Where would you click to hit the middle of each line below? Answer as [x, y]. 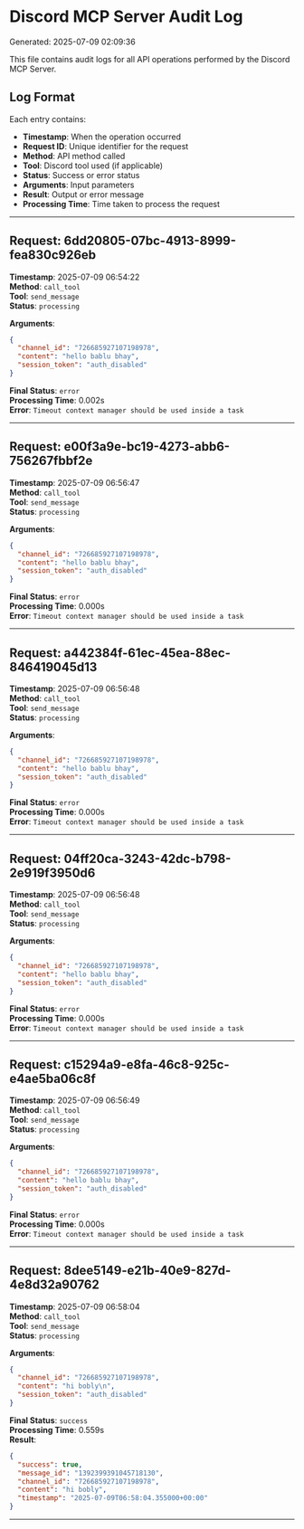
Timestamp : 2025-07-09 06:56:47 [75, 482]
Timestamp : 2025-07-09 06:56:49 [75, 1100]
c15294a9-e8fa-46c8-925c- [147, 1064]
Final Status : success [49, 1420]
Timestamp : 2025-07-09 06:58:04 [75, 1306]
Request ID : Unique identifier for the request [105, 146]
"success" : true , [50, 1464]
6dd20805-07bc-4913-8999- [150, 241]
